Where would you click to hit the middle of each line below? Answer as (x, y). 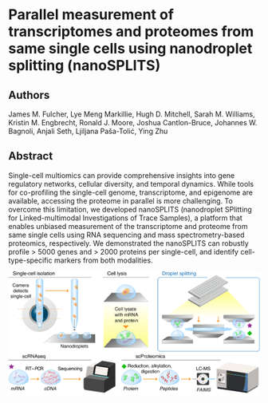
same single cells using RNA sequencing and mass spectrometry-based (126, 235)
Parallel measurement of (91, 15)
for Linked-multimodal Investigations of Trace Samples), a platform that (126, 218)
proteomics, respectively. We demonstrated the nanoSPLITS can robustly (128, 243)
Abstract (31, 156)
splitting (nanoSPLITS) (85, 66)
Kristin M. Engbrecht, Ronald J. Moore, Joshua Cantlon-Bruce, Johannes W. (133, 122)
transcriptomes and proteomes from (131, 32)
